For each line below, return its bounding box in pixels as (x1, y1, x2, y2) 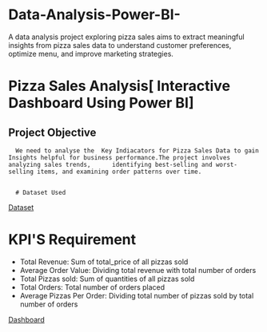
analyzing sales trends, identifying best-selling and (8, 160, 213, 168)
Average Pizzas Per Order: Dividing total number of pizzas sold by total (19, 290, 254, 300)
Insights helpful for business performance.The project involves (8, 153, 230, 161)
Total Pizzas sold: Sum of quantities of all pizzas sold (19, 274, 195, 283)
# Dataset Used (15, 188, 66, 196)
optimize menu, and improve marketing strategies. (8, 49, 174, 58)
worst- (215, 160, 238, 168)
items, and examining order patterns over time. (37, 168, 202, 176)
